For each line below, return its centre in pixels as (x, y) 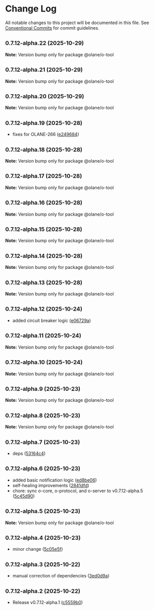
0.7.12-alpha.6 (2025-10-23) (43, 469)
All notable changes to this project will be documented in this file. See (77, 23)
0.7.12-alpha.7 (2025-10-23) (43, 442)
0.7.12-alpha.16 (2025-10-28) (44, 203)
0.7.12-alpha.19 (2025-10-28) (44, 123)
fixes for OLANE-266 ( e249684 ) (46, 134)
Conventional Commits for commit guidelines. (52, 28)
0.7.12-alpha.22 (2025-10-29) (45, 43)
